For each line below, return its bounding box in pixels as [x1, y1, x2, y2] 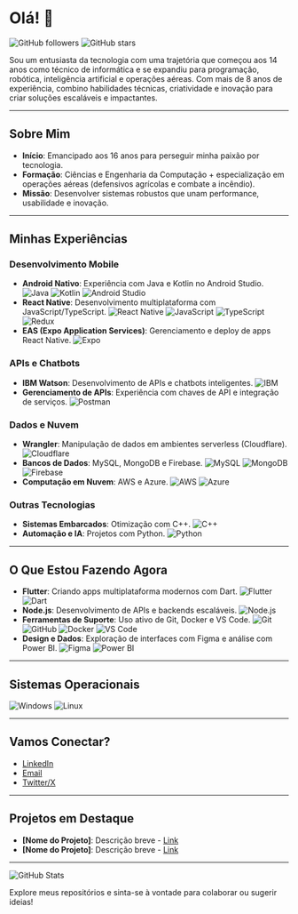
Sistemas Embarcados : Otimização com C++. [21, 519, 192, 530]
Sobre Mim [9, 126, 71, 141]
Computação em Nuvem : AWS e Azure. [21, 477, 169, 487]
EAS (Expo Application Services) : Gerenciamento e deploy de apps [21, 325, 271, 336]
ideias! [9, 896, 34, 907]
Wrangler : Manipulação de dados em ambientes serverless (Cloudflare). [21, 439, 287, 450]
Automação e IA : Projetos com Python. [21, 528, 166, 539]
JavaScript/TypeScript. [21, 307, 106, 317]
